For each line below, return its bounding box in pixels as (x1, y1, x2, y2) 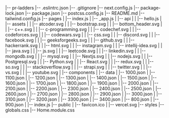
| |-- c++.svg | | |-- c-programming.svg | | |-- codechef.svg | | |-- (5, 26, 141, 32)
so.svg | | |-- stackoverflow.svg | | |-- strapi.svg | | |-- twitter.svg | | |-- (5, 64, 152, 70)
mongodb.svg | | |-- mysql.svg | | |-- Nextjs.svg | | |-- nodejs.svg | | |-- (5, 53, 153, 59)
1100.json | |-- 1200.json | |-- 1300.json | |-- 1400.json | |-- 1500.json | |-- (5, 75, 157, 81)
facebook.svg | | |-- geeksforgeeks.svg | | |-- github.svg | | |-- (5, 37, 135, 43)
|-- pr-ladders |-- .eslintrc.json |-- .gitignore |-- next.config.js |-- (5, 5, 140, 11)
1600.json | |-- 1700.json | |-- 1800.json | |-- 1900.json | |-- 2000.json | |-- (5, 80, 158, 86)
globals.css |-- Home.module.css (5, 107, 75, 113)
